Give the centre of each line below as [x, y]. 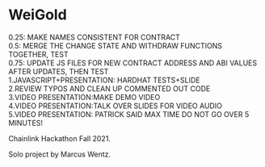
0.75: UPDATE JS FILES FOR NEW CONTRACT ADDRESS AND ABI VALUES [132, 63]
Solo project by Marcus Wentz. [60, 154]
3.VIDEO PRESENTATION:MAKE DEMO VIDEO [84, 97]
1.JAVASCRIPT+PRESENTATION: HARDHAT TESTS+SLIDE [104, 80]
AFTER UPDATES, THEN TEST [59, 71]
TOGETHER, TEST [38, 54]
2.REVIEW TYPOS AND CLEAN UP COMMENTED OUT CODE [109, 88]
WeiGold [38, 15]
